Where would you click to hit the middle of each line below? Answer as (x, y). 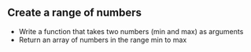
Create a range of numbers (75, 13)
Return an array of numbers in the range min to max (103, 40)
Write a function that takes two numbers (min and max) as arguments (131, 31)
